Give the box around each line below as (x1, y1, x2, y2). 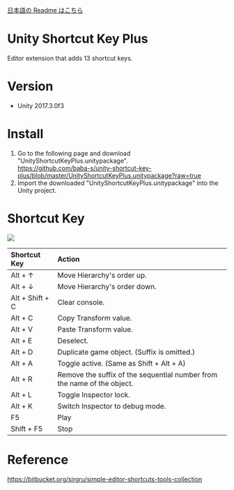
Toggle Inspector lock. (57, 389, 131, 399)
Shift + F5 (10, 424, 43, 433)
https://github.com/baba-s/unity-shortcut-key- (17, 163, 152, 172)
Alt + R (10, 374, 33, 384)
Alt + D (10, 347, 33, 357)
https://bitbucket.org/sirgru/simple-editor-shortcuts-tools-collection (7, 475, 203, 483)
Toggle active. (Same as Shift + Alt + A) (57, 358, 186, 368)
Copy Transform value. (57, 313, 132, 322)
